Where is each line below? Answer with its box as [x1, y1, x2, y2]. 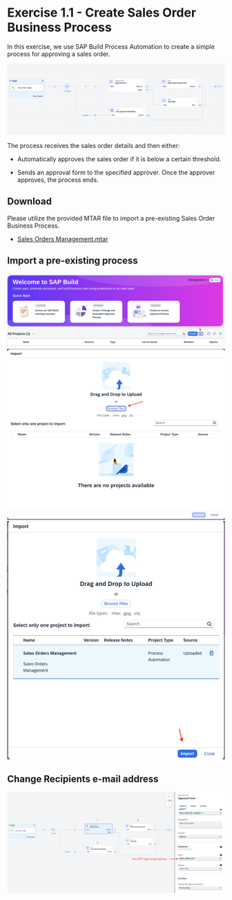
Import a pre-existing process [7, 255, 138, 267]
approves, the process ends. [17, 175, 99, 184]
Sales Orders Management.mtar [17, 235, 108, 243]
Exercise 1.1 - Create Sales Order [7, 5, 197, 21]
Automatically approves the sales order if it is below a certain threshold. [17, 154, 222, 163]
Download [7, 196, 52, 208]
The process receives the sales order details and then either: [7, 141, 180, 149]
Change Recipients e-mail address [7, 773, 159, 784]
